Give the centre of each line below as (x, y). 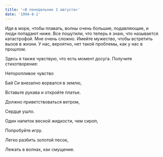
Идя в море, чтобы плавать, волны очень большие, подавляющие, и (77, 28)
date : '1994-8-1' (23, 14)
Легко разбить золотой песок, (37, 140)
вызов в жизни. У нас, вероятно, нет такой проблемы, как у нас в (74, 44)
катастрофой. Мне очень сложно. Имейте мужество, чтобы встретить (79, 39)
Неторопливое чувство (29, 73)
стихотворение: (22, 64)
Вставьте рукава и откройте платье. (43, 92)
